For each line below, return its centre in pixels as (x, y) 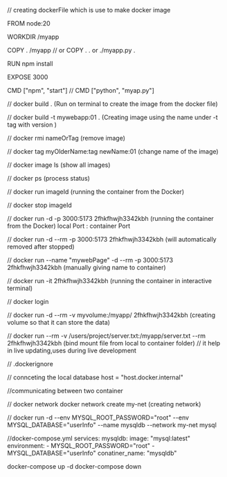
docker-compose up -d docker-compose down (74, 466)
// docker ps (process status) (48, 178)
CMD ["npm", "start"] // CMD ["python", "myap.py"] (81, 90)
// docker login (28, 301)
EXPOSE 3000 (28, 77)
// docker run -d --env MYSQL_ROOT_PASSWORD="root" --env (98, 417)
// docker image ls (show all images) (59, 165)
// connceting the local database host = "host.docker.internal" (95, 377)
